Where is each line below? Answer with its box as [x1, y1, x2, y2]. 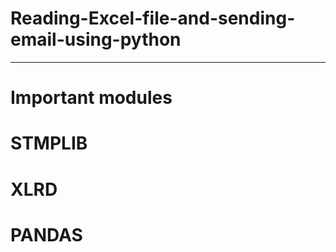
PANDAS [10, 223, 83, 246]
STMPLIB [10, 132, 88, 155]
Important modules [10, 87, 173, 109]
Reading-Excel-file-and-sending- [10, 7, 296, 30]
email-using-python [10, 28, 182, 51]
